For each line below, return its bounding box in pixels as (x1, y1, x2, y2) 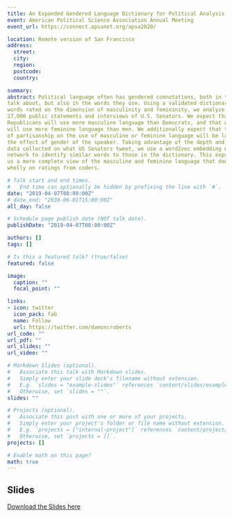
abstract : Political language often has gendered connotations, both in (7, 93, 222, 101)
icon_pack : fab (13, 311, 58, 318)
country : (13, 74, 39, 81)
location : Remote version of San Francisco (7, 35, 135, 42)
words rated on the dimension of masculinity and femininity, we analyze (7, 106, 225, 113)
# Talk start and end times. (7, 177, 92, 184)
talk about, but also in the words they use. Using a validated (7, 100, 197, 107)
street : (13, 49, 36, 56)
